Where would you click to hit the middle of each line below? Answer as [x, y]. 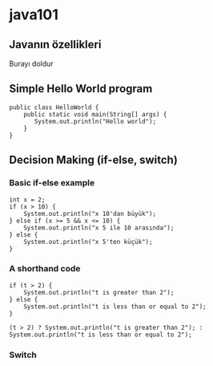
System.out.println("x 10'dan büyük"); [90, 213]
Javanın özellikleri [55, 45]
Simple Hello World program [81, 89]
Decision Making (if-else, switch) [94, 160]
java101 [34, 15]
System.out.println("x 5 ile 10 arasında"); [99, 228]
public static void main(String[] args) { [95, 114]
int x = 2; [27, 199]
